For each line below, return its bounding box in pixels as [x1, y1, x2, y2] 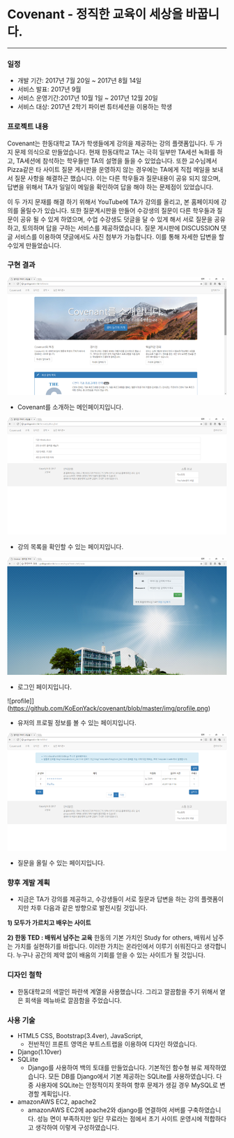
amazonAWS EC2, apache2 [17, 1097, 97, 1106]
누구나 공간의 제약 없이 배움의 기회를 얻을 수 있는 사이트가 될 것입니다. [16, 951, 205, 959]
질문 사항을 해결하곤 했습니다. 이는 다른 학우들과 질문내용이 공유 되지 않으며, [14, 174, 221, 182]
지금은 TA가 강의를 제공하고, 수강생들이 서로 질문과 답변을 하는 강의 [17, 895, 200, 903]
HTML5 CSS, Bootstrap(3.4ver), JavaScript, [17, 1031, 143, 1039]
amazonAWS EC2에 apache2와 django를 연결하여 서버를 [27, 1105, 186, 1114]
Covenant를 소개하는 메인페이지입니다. [17, 402, 124, 411]
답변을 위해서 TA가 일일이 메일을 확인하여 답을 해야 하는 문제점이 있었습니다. [7, 182, 214, 191]
